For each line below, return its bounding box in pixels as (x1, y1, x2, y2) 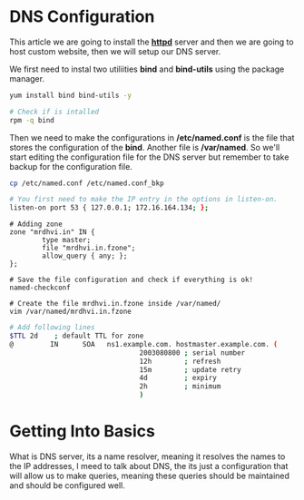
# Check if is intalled (9, 107, 100, 116)
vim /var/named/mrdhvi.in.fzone (9, 307, 132, 317)
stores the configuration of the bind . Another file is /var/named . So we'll (9, 142, 280, 152)
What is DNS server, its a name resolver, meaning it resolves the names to (9, 451, 286, 462)
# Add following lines (9, 323, 95, 332)
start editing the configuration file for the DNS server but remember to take (9, 152, 289, 162)
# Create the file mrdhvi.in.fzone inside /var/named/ (9, 299, 221, 309)
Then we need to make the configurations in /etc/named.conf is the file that (9, 132, 295, 142)
